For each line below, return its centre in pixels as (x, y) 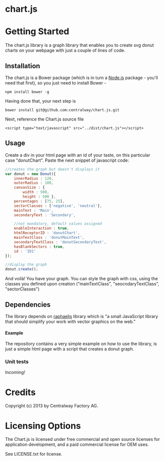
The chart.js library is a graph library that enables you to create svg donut (80, 45)
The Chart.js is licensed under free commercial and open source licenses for (82, 439)
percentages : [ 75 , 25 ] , (39, 201)
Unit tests (17, 362)
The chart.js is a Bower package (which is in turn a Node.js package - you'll (82, 78)
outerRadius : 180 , (34, 183)
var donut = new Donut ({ (30, 174)
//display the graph (26, 265)
